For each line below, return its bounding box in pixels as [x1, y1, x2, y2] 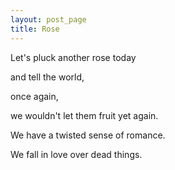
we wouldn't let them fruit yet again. [10, 109, 159, 121]
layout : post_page [10, 14, 87, 25]
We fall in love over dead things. [10, 148, 143, 160]
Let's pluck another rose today [10, 51, 137, 63]
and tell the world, [10, 71, 85, 83]
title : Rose [10, 24, 60, 34]
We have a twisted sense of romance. [10, 129, 166, 141]
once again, [10, 90, 59, 102]
